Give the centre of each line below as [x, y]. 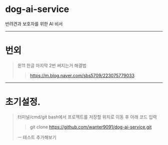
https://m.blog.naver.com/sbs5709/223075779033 [82, 75]
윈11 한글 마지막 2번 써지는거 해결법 [52, 65]
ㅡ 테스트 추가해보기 [37, 137]
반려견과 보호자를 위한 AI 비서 [34, 24]
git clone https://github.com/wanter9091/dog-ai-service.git [91, 127]
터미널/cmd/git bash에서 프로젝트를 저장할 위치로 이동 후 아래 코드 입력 [87, 117]
